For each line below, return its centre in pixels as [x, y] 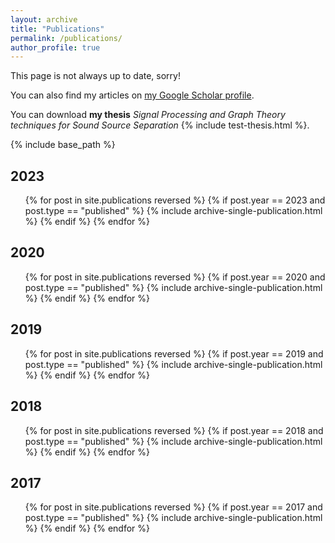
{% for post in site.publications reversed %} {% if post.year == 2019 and [174, 353]
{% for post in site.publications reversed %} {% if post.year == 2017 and [173, 507]
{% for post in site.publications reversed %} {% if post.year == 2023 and [175, 200]
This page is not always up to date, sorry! [95, 76]
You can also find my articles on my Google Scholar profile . [132, 95]
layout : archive [44, 19]
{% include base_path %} [63, 145]
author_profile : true [55, 47]
